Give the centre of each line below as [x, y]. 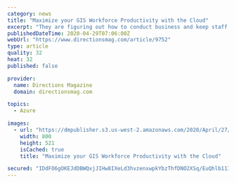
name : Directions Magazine [53, 85]
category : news [29, 14]
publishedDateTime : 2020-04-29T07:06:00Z [69, 33]
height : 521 [37, 143]
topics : [19, 104]
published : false [33, 66]
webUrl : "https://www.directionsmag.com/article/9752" [89, 40]
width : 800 [36, 136]
